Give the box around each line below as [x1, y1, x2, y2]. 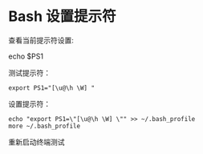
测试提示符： [8, 67, 51, 77]
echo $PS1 [8, 51, 44, 61]
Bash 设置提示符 [8, 7, 116, 26]
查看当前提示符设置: [8, 35, 75, 45]
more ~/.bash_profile [8, 122, 81, 130]
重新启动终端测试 [8, 137, 65, 147]
